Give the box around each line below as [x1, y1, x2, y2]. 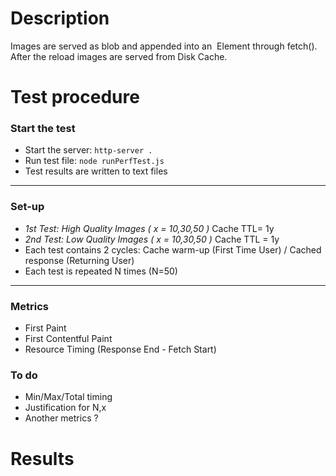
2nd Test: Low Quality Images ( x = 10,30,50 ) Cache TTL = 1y [24, 233, 280, 245]
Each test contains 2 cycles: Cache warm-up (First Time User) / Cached [24, 243, 322, 256]
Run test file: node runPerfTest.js [24, 155, 165, 167]
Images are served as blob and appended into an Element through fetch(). [10, 40, 318, 52]
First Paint [24, 322, 67, 334]
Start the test [10, 122, 76, 136]
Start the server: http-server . [24, 144, 153, 156]
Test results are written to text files [24, 165, 168, 177]
